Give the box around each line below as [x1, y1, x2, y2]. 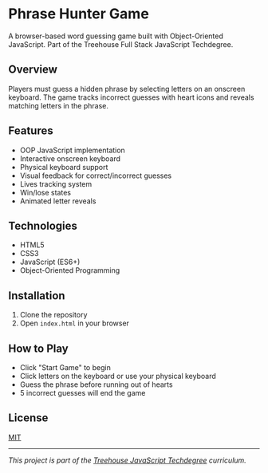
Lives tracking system [19, 179, 93, 188]
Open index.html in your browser [19, 318, 130, 328]
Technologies [8, 219, 78, 232]
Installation [8, 289, 65, 302]
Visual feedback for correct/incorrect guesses [19, 171, 172, 180]
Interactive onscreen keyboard [19, 153, 121, 164]
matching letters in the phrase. [8, 101, 109, 110]
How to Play [8, 341, 69, 355]
